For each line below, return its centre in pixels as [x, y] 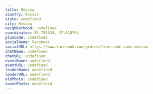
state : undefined [23, 19]
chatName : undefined [27, 51]
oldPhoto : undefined [27, 79]
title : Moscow [20, 10]
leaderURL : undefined [28, 75]
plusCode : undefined [27, 38]
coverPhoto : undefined [29, 84]
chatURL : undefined [25, 56]
